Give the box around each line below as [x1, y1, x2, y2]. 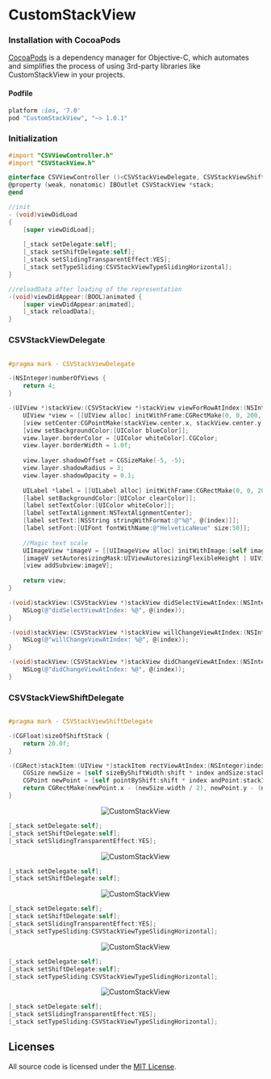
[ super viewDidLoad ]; [23, 225, 95, 233]
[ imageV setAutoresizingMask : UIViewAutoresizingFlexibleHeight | [23, 554, 248, 562]
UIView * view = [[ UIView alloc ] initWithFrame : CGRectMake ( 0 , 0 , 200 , [23, 411, 262, 419]
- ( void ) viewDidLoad [8, 210, 78, 219]
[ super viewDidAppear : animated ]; [23, 300, 135, 309]
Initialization [8, 133, 58, 145]
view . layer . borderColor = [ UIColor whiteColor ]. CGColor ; [23, 434, 219, 442]
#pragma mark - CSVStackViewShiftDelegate [8, 717, 153, 726]
